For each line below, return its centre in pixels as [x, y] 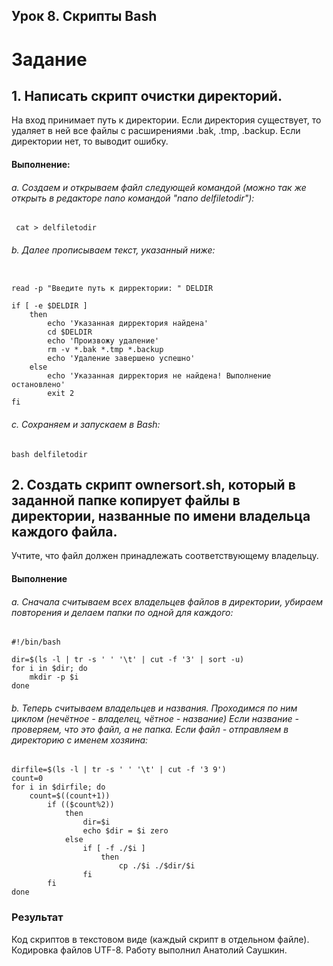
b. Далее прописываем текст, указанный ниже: [113, 250]
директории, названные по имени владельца [161, 515]
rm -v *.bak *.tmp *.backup [105, 350]
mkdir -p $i [54, 677]
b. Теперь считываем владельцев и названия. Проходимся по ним [154, 708]
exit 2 [61, 394]
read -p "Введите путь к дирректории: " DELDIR [112, 289]
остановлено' [38, 385]
